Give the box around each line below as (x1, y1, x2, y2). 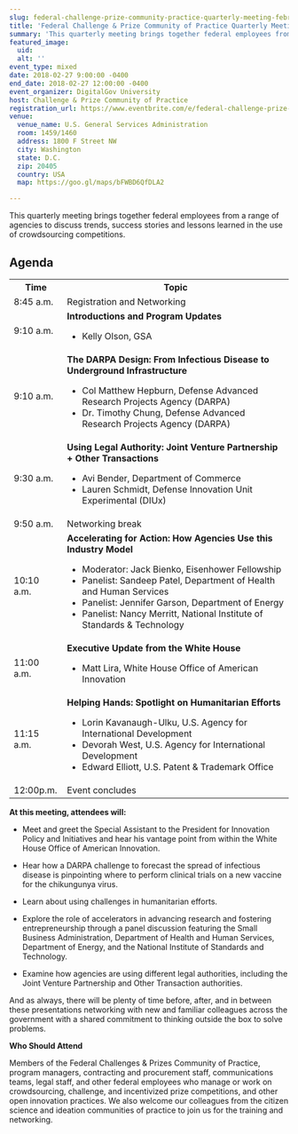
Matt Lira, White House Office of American (82, 662, 259, 674)
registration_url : (9, 104, 77, 113)
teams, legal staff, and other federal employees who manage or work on (9, 1076, 272, 1087)
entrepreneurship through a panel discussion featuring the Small (21, 923, 258, 933)
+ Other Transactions (67, 452, 160, 464)
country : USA (17, 170, 66, 178)
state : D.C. (17, 153, 62, 163)
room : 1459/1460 (17, 129, 77, 138)
